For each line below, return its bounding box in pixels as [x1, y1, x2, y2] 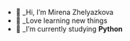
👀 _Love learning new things [15, 16, 108, 25]
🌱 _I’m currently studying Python [15, 24, 124, 33]
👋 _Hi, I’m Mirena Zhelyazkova [15, 8, 114, 17]
